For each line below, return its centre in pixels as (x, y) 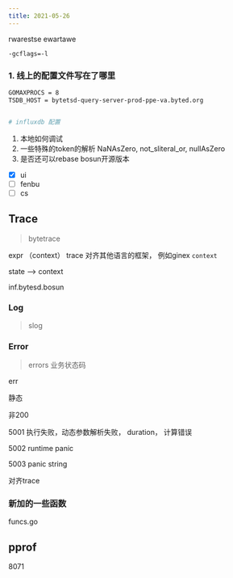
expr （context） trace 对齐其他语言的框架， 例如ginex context (113, 255)
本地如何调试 (41, 138)
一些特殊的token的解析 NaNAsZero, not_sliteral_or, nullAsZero (123, 148)
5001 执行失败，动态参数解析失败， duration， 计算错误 (100, 432)
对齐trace (24, 481)
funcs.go (23, 521)
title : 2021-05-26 (39, 16)
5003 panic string (38, 464)
